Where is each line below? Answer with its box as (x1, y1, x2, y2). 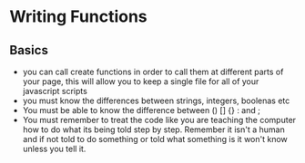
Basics (9, 43, 48, 58)
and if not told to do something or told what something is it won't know (22, 134, 289, 144)
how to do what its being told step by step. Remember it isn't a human (22, 124, 285, 135)
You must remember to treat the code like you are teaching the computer (22, 115, 297, 125)
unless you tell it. (22, 143, 86, 154)
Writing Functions (9, 6, 147, 27)
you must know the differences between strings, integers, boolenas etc (22, 95, 290, 106)
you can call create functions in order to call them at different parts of (22, 66, 284, 77)
